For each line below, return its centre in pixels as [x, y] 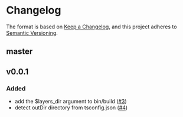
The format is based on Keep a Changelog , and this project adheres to [91, 27]
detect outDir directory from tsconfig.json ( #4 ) [71, 108]
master [19, 52]
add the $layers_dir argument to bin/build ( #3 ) [71, 102]
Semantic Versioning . [32, 32]
